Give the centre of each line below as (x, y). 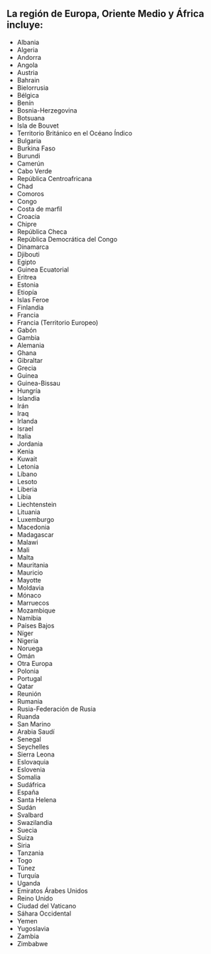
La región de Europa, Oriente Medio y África (105, 14)
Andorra (29, 57)
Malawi (27, 542)
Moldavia (30, 588)
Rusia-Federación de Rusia (56, 709)
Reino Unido (35, 898)
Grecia (27, 368)
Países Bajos (36, 625)
